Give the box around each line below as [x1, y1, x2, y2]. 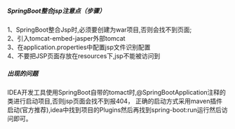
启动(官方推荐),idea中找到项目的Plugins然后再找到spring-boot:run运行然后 [7, 105, 222, 114]
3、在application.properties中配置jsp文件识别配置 [7, 43, 151, 51]
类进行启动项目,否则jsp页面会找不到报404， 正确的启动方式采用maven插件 [7, 97, 223, 105]
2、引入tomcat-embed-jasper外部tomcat [7, 34, 126, 42]
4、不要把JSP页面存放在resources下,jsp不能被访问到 [7, 51, 161, 60]
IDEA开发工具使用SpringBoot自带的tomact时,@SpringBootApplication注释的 [7, 88, 227, 96]
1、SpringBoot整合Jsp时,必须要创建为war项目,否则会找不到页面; [7, 25, 192, 34]
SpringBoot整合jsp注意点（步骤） [7, 6, 106, 15]
